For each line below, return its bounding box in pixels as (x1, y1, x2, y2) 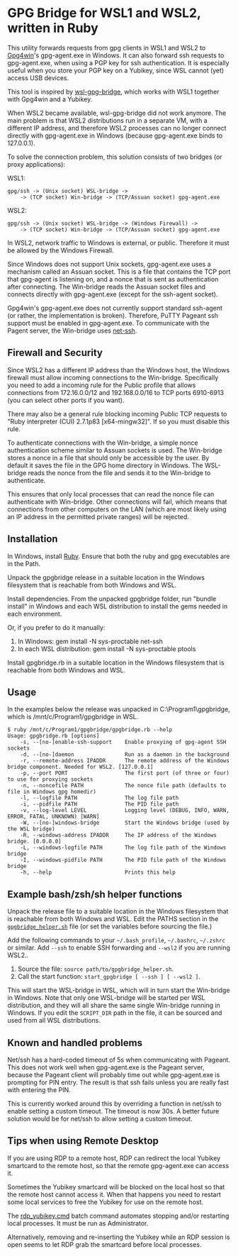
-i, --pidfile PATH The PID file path (20, 801, 179, 808)
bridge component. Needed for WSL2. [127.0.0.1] (7, 764, 154, 771)
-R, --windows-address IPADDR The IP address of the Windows (20, 832, 217, 839)
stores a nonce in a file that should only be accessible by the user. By (7, 453, 210, 462)
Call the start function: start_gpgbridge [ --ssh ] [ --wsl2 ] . (17, 972, 200, 981)
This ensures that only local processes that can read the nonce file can (7, 489, 215, 498)
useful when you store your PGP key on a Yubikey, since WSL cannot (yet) (7, 66, 225, 74)
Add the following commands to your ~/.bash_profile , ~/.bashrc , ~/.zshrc (7, 936, 225, 945)
